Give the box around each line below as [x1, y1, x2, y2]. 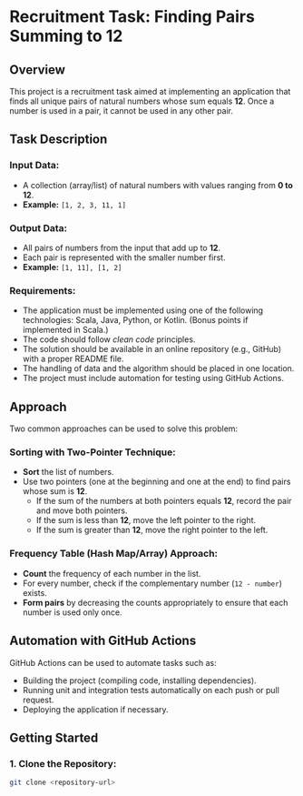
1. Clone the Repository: [9, 757, 117, 770]
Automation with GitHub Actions [9, 633, 197, 649]
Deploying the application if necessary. [22, 703, 170, 715]
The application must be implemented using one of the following [22, 305, 264, 316]
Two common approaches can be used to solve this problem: [9, 423, 239, 434]
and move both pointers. [35, 505, 129, 516]
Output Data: [9, 221, 68, 234]
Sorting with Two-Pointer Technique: [9, 446, 176, 458]
